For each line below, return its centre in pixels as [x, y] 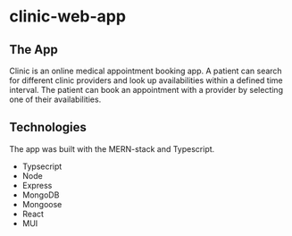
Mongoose [42, 204]
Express [37, 185]
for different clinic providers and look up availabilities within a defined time [146, 80]
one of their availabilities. [55, 99]
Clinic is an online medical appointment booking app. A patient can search [146, 71]
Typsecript [42, 166]
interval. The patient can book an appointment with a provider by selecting [146, 90]
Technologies [48, 127]
